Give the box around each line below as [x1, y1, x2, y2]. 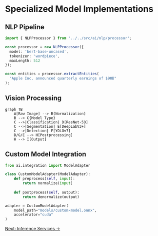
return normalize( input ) [22, 181, 73, 186]
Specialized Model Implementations [5, 3, 154, 15]
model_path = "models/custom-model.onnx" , [14, 208, 97, 213]
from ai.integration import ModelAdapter [5, 163, 91, 168]
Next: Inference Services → [5, 226, 60, 232]
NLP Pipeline [5, 23, 45, 31]
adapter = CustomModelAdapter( [5, 203, 69, 208]
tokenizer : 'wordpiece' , [9, 54, 60, 59]
